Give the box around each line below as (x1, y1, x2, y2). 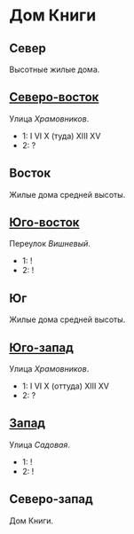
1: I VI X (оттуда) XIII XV (21, 381, 109, 391)
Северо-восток (9, 90, 99, 105)
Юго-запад (9, 340, 74, 355)
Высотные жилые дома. (9, 64, 100, 75)
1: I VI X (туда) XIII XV (21, 130, 101, 141)
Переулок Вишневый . (9, 239, 91, 249)
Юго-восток (9, 215, 80, 231)
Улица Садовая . (9, 439, 71, 450)
